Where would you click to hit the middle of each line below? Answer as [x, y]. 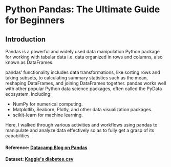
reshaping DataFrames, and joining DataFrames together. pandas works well [86, 83]
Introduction [26, 39]
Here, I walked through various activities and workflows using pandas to [81, 125]
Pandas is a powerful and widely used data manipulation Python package [83, 51]
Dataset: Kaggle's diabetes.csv [39, 159]
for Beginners [35, 20]
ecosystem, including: [29, 94]
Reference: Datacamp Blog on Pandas [46, 148]
